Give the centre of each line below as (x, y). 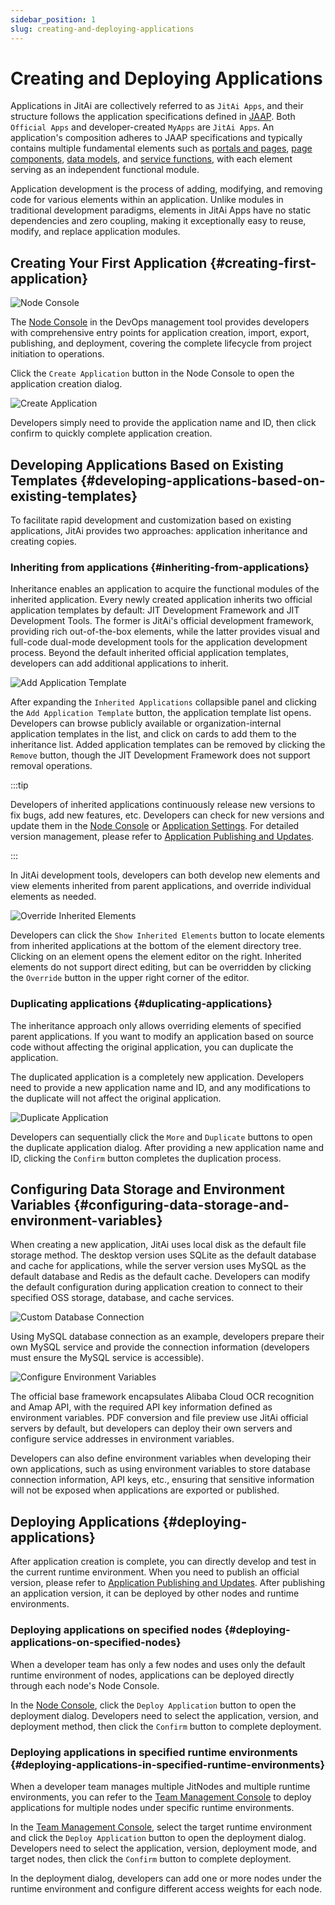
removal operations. (51, 766)
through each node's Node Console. (85, 1685)
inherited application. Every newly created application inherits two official (161, 600)
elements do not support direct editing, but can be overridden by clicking (161, 967)
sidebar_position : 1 (53, 19)
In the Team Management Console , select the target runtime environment (161, 1827)
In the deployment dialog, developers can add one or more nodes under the (166, 1878)
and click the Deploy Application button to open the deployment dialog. (158, 1837)
